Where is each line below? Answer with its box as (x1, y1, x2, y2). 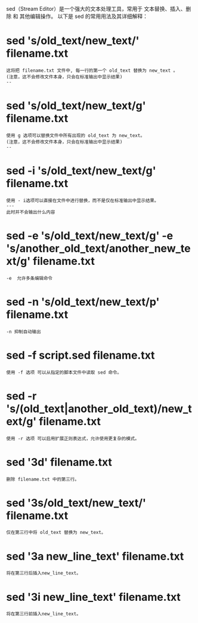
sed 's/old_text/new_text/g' (6, 99, 146, 112)
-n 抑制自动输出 (6, 328, 41, 335)
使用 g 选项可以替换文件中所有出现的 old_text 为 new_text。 (6, 132, 145, 139)
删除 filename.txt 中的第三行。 (6, 476, 79, 482)
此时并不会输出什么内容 (6, 209, 55, 215)
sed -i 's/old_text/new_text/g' (6, 164, 156, 178)
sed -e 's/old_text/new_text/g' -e (6, 229, 174, 242)
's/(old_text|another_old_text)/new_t (6, 402, 192, 416)
